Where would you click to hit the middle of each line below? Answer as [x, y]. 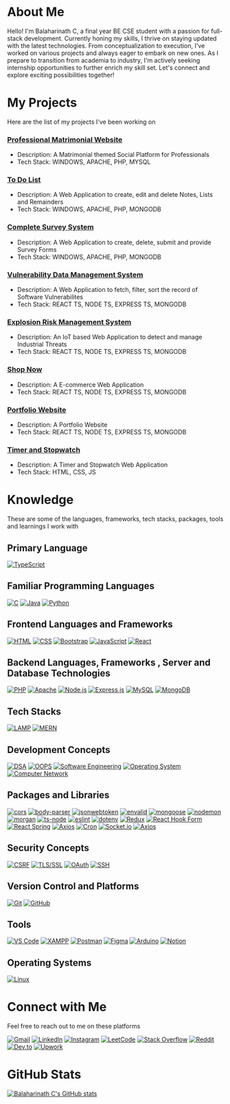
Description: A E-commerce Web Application [80, 384]
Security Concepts [48, 848]
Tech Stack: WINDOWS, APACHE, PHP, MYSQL [84, 162]
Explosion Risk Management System [69, 322]
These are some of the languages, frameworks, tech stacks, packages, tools [115, 519]
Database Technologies [59, 673]
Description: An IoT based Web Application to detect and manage [110, 337]
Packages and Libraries [58, 795]
